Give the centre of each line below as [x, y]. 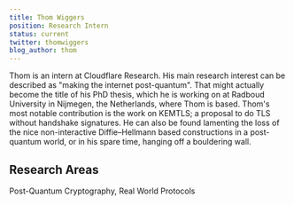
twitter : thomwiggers [49, 42]
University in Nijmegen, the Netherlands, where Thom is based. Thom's [139, 104]
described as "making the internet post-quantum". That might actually [137, 85]
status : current [39, 34]
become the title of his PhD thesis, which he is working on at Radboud [137, 95]
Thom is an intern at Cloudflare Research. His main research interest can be [147, 75]
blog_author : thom [43, 51]
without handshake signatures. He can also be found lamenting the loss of [145, 123]
